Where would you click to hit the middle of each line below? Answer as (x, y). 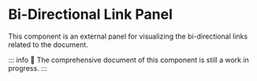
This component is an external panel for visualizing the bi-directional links (128, 36)
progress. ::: (28, 68)
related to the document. (48, 44)
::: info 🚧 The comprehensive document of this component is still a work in (129, 60)
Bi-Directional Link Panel (91, 15)
